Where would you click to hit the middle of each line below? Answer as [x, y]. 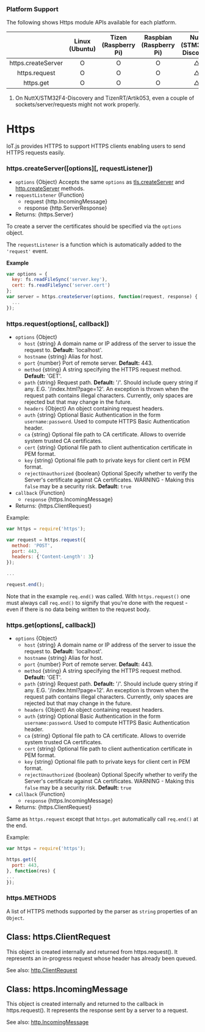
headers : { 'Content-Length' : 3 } [53, 557]
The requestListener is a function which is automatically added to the [94, 244]
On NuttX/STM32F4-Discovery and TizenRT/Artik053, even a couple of [105, 98]
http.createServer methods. [50, 188]
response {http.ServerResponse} [66, 208]
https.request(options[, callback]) [58, 324]
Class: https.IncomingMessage [67, 989]
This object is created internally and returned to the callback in [85, 1004]
